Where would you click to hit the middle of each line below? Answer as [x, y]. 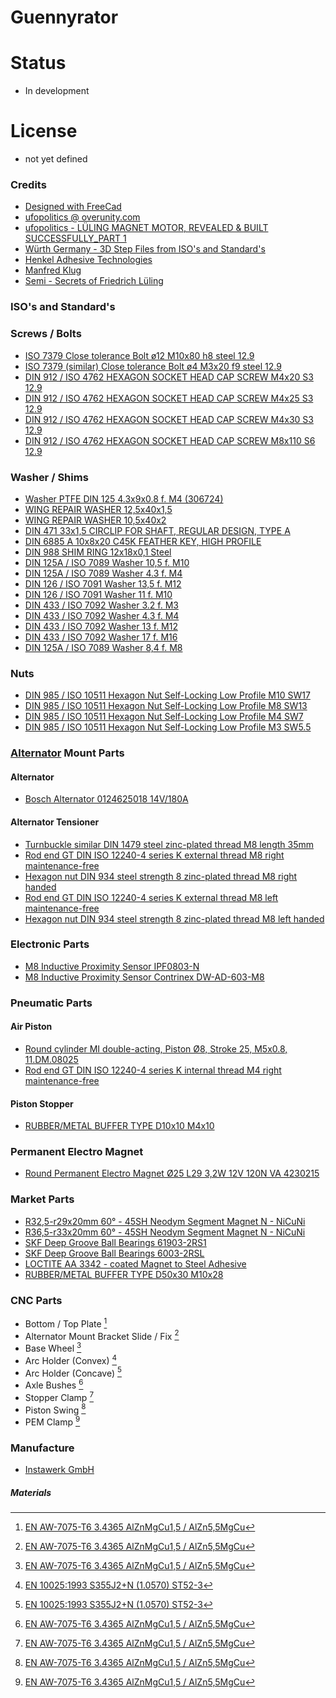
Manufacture [42, 1448]
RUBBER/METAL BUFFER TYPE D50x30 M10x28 [124, 1274]
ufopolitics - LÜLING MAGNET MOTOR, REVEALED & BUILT [146, 228]
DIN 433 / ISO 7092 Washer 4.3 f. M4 [102, 615]
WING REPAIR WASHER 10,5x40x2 [95, 520]
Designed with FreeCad [73, 207]
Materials [31, 1492]
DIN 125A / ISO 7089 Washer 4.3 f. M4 [103, 573]
